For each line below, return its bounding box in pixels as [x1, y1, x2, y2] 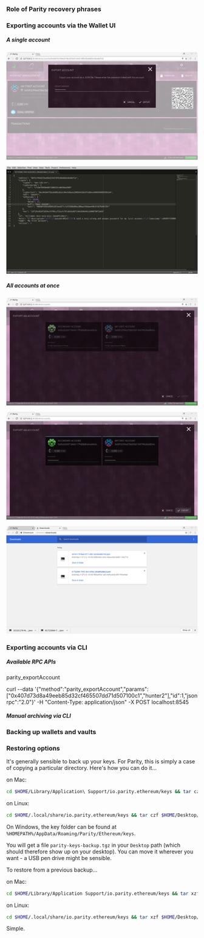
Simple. [6, 925, 25, 933]
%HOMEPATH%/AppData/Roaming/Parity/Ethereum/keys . [6, 830, 136, 837]
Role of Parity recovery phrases [6, 5, 101, 13]
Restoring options [6, 744, 61, 752]
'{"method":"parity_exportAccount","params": [34, 685, 149, 693]
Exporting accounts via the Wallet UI [6, 21, 116, 29]
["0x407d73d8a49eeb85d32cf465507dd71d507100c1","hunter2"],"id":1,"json [6, 691, 198, 699]
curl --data [6, 685, 33, 693]
